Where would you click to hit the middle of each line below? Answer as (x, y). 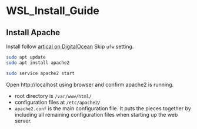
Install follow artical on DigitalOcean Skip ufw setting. (70, 46)
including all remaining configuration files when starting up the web (96, 114)
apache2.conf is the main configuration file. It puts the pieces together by (103, 108)
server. (23, 121)
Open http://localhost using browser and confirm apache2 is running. (90, 84)
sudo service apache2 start (41, 73)
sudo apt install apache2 (38, 63)
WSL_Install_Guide (53, 11)
